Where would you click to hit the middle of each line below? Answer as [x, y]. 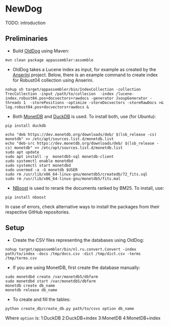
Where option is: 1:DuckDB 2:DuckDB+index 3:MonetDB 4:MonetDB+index [83, 318]
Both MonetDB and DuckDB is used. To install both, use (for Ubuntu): [84, 116]
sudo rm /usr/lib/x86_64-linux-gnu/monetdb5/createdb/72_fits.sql [76, 174]
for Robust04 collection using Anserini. [53, 80]
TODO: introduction [25, 23]
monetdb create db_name [30, 286]
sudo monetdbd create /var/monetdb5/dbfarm [52, 277]
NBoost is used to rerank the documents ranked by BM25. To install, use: [88, 188]
